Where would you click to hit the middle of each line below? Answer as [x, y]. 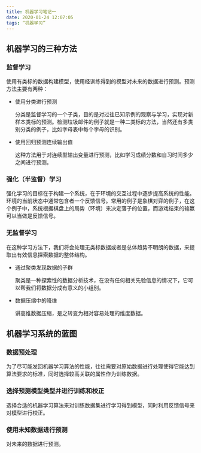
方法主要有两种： [27, 89]
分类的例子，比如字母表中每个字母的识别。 [73, 129]
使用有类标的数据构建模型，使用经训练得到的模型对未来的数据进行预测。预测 [100, 81]
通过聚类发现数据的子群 [44, 267]
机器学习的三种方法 [42, 49]
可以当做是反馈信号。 [32, 216]
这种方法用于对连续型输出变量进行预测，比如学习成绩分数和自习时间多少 [104, 155]
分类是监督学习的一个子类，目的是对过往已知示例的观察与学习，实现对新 [104, 114]
